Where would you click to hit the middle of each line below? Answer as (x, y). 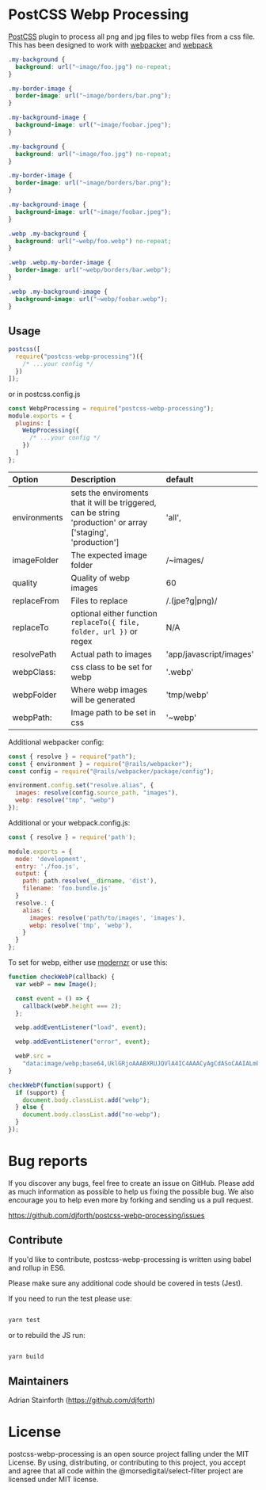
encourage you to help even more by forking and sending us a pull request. (131, 1200)
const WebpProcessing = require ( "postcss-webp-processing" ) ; (111, 408)
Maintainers (39, 1381)
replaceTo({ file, (105, 622)
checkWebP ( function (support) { (60, 1085)
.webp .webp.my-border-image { (60, 263)
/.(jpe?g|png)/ (192, 600)
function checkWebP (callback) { (61, 977)
